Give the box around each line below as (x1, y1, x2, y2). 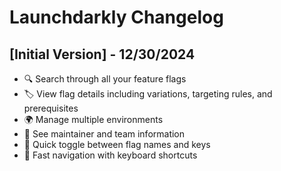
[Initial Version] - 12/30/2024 (9, 46, 196, 63)
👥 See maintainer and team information (23, 128, 186, 140)
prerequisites (23, 102, 79, 114)
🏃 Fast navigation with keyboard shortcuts (23, 149, 198, 161)
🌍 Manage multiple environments (23, 114, 164, 125)
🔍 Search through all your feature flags (23, 73, 187, 85)
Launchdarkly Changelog (9, 6, 224, 29)
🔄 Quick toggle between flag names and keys (23, 139, 211, 150)
